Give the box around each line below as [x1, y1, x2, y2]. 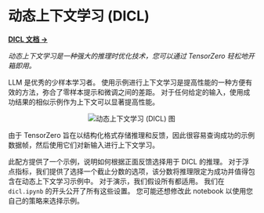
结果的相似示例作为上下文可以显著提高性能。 [14, 97, 159, 106]
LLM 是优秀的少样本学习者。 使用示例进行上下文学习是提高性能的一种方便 [8, 78, 246, 87]
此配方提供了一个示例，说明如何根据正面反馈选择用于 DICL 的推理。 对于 [8, 157, 243, 166]
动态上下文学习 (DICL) [8, 7, 150, 25]
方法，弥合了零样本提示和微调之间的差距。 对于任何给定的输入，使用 [21, 87, 244, 96]
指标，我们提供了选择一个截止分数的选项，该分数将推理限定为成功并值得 [14, 166, 248, 176]
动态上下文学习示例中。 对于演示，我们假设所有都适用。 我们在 [21, 176, 225, 186]
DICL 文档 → [8, 34, 49, 44]
